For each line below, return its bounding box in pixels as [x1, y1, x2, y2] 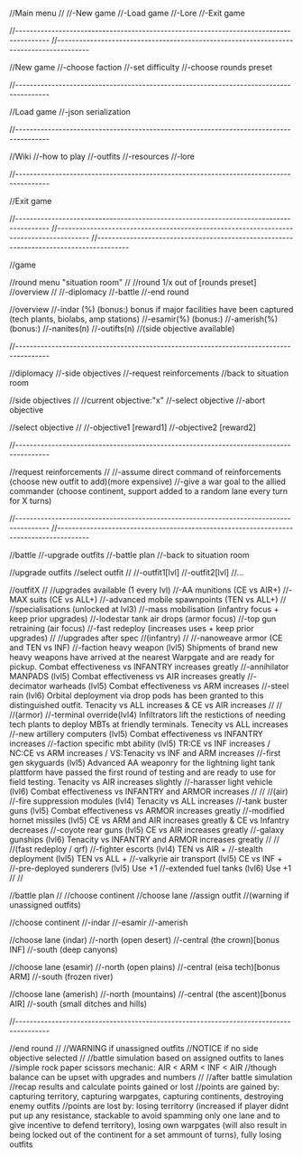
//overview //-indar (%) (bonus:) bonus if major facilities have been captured [9, 304, 294, 314]
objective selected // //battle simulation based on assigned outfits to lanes [9, 1052, 284, 1063]
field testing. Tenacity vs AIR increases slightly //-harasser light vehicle [9, 777, 273, 787]
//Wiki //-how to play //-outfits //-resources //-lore [9, 151, 196, 162]
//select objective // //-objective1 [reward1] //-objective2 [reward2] [9, 422, 257, 433]
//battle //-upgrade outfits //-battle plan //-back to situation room [9, 550, 250, 560]
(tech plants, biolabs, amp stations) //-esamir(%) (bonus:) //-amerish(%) [9, 313, 279, 324]
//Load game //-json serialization [9, 107, 131, 117]
